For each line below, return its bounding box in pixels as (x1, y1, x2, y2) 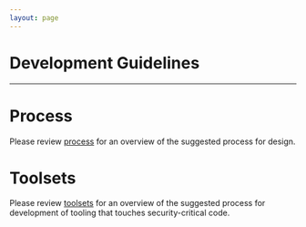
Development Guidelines (9, 52, 200, 73)
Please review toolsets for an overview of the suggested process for (9, 198, 266, 209)
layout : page (9, 13, 59, 23)
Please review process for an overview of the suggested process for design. (9, 136, 296, 147)
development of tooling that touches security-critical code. (9, 207, 230, 219)
